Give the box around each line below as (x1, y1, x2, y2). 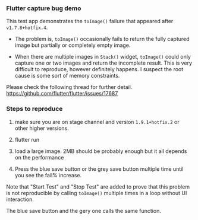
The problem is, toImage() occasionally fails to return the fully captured (14, 36, 190, 43)
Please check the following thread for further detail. (6, 84, 133, 91)
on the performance (14, 154, 64, 161)
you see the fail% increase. (14, 171, 82, 178)
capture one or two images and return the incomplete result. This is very (14, 59, 192, 66)
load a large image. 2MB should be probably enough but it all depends (14, 147, 187, 155)
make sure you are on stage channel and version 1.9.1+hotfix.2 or (14, 118, 180, 125)
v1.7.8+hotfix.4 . (6, 24, 48, 31)
